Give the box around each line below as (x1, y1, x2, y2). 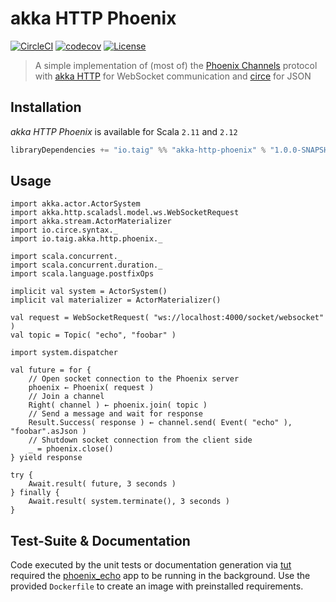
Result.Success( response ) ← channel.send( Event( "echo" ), (28, 418, 293, 428)
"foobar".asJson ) (10, 427, 87, 437)
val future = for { (10, 365, 92, 376)
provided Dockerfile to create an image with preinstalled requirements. (10, 580, 304, 592)
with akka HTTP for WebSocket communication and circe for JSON (34, 70, 312, 82)
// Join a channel (28, 392, 105, 402)
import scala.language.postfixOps (10, 269, 155, 279)
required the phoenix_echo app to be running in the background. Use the (10, 570, 311, 582)
